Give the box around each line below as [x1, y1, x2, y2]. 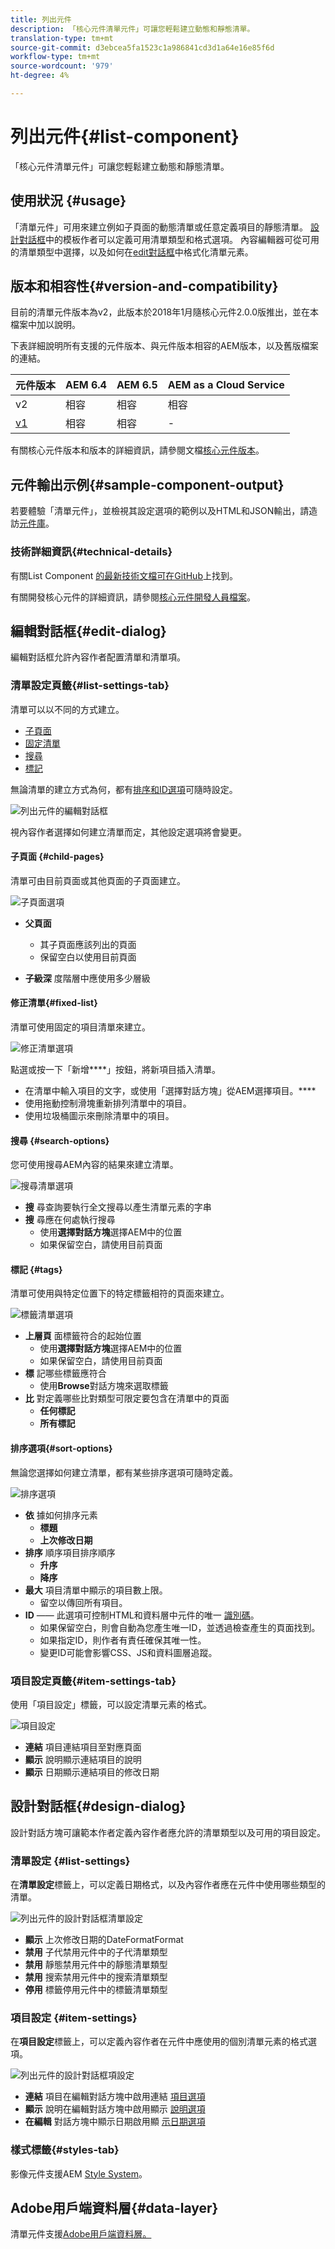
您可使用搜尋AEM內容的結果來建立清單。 [10, 1159, 179, 1171]
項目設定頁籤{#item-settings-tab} [10, 1674, 177, 1688]
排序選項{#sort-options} [10, 1442, 113, 1455]
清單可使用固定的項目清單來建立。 [10, 1021, 151, 1033]
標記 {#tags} [10, 1263, 63, 1275]
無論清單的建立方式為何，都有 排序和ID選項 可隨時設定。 [10, 783, 238, 795]
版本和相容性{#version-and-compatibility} [10, 278, 279, 295]
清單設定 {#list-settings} [10, 1854, 131, 1868]
